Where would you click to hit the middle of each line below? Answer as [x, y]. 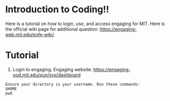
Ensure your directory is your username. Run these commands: [73, 84]
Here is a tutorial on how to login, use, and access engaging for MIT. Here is [85, 24]
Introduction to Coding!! [57, 9]
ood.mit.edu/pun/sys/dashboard [46, 75]
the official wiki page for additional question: [52, 29]
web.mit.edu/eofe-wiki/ [30, 34]
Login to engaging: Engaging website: [53, 69]
